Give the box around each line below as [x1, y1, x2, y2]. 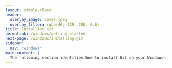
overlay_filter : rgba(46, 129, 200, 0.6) [10, 21, 100, 27]
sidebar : [5, 41, 24, 46]
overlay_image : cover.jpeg [10, 17, 68, 22]
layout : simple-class [5, 7, 52, 13]
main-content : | [5, 50, 40, 55]
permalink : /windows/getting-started [5, 31, 86, 36]
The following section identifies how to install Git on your [10, 55, 145, 60]
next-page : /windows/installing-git [5, 36, 83, 41]
